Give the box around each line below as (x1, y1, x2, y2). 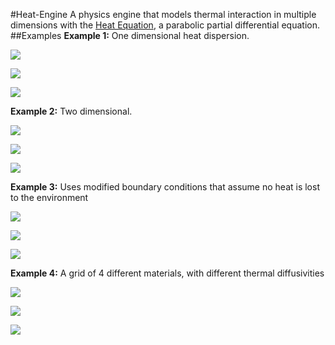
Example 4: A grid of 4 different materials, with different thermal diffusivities (10, 267, 325, 279)
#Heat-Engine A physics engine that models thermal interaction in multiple (10, 9, 317, 20)
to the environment (10, 192, 89, 203)
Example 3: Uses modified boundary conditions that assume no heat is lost (10, 181, 320, 193)
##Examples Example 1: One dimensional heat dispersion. (10, 30, 250, 41)
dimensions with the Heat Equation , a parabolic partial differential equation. (10, 19, 320, 31)
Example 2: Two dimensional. (10, 105, 133, 117)
